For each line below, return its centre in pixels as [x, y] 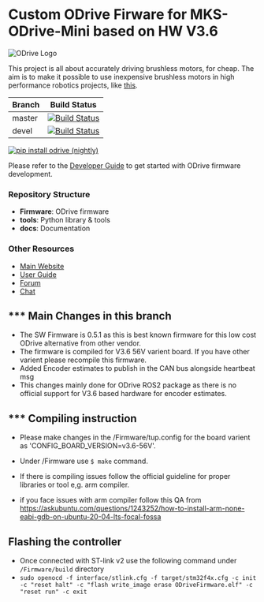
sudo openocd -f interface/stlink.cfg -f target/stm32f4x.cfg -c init [138, 578]
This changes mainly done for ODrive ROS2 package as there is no [128, 385]
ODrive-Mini [49, 31]
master [25, 118]
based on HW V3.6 [156, 31]
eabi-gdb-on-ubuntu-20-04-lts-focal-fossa [90, 517]
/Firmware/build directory [62, 569]
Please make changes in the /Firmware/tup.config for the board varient [135, 437]
